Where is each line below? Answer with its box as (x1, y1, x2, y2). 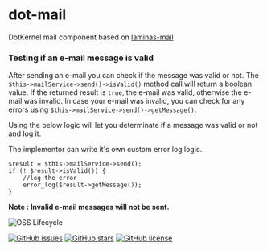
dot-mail (8, 6, 67, 24)
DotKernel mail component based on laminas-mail (8, 32, 175, 42)
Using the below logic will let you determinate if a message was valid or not (8, 121, 258, 130)
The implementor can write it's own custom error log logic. (8, 145, 203, 154)
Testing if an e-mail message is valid (8, 52, 154, 64)
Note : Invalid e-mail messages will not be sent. (8, 203, 170, 212)
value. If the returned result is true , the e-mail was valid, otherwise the (8, 88, 243, 97)
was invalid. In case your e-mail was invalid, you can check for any (23, 96, 245, 106)
